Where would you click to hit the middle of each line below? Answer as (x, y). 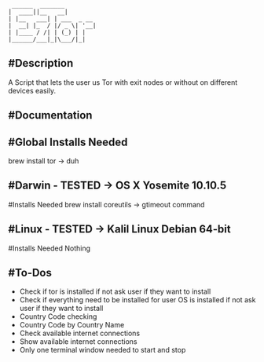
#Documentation (50, 115)
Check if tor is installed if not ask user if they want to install (115, 291)
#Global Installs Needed (68, 142)
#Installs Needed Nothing (49, 248)
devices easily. (32, 90)
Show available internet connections (78, 342)
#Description (41, 63)
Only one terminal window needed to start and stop (103, 350)
